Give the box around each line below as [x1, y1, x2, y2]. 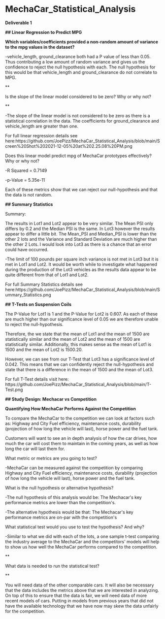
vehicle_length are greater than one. [5, 123, 79, 129]
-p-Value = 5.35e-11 [5, 177, 45, 183]
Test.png [5, 387, 23, 392]
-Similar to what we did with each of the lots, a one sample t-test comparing [5, 533, 159, 539]
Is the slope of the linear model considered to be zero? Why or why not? [5, 94, 152, 99]
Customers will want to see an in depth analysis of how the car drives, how [5, 435, 157, 441]
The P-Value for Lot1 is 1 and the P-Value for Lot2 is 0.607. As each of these [5, 311, 158, 317]
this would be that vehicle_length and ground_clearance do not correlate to [5, 69, 158, 75]
